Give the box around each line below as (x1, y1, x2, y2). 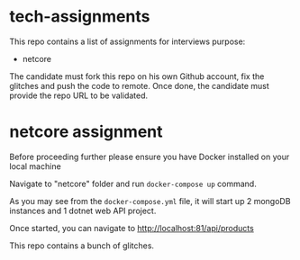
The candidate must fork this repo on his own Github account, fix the (9, 70, 265, 82)
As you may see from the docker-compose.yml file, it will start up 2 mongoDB (9, 195, 291, 206)
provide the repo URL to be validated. (9, 90, 149, 101)
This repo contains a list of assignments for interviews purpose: (9, 36, 246, 47)
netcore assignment (9, 121, 164, 142)
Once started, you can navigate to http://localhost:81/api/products (9, 222, 254, 233)
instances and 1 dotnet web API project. (9, 205, 157, 216)
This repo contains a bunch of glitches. (9, 240, 155, 251)
